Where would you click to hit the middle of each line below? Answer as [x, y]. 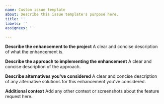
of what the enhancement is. [34, 52]
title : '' [15, 19]
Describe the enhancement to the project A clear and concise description [82, 47]
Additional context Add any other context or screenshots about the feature [82, 91]
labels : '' [16, 24]
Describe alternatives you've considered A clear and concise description [81, 76]
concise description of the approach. [43, 67]
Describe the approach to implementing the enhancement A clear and [79, 61]
